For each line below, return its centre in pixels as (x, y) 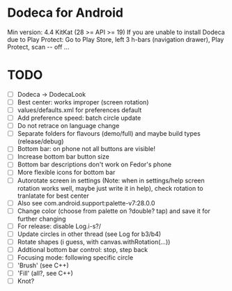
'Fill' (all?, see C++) (45, 274)
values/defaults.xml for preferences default (79, 110)
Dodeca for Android (65, 13)
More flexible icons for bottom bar (66, 173)
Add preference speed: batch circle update (79, 118)
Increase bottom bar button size (63, 157)
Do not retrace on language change (68, 126)
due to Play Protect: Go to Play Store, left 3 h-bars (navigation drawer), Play (116, 39)
